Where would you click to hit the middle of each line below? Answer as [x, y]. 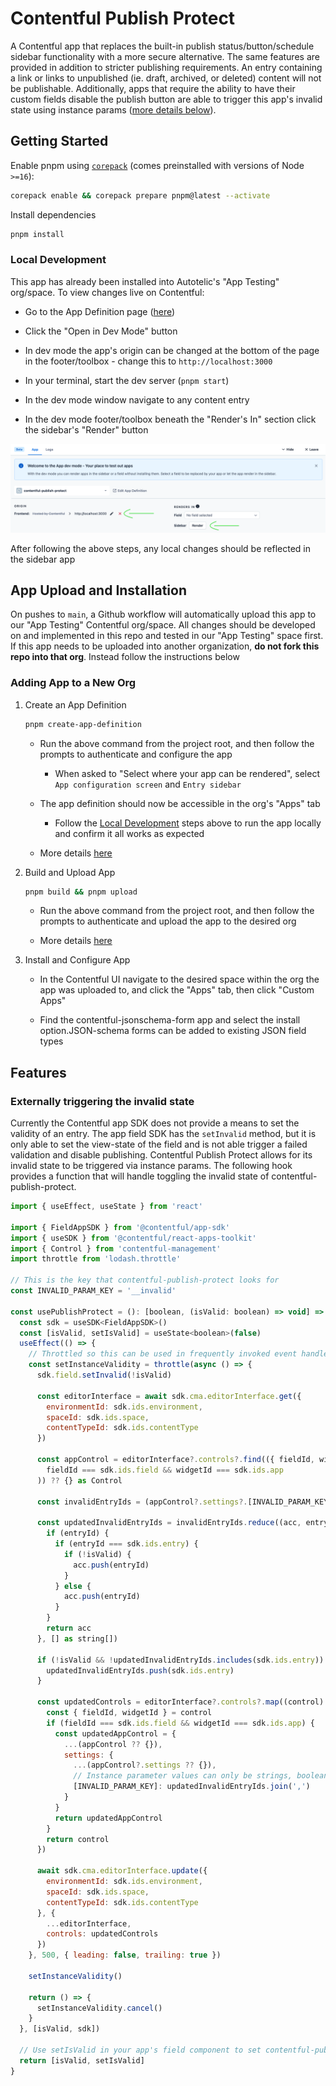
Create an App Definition [75, 704]
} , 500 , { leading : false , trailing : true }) [125, 1955]
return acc [69, 1628]
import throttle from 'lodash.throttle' [96, 1259]
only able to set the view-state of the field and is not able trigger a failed [159, 1144]
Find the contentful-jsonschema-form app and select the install [170, 1020]
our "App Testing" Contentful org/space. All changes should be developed [163, 625]
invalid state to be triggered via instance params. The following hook [151, 1166]
